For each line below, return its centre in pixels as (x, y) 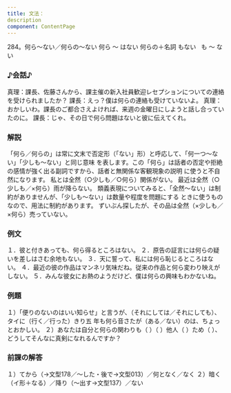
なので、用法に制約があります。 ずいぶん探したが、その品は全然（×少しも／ (115, 205)
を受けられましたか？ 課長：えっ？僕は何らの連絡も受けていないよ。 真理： (114, 100)
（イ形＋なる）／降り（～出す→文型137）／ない (75, 383)
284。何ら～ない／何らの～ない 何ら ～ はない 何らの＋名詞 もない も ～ (111, 47)
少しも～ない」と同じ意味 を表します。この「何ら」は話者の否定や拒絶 (122, 162)
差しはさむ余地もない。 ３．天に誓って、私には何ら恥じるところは (113, 259)
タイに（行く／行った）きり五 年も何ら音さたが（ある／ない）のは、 (104, 321)
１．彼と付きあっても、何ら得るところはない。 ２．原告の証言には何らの (110, 250)
